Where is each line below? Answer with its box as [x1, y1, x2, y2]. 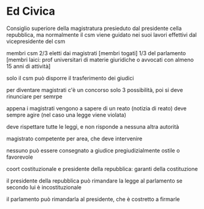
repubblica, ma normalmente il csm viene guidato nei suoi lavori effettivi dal [6, 31, 197, 38]
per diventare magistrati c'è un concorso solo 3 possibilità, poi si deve [6, 86, 183, 93]
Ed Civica [6, 4, 55, 18]
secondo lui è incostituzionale [6, 183, 81, 191]
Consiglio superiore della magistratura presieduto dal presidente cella [6, 25, 182, 32]
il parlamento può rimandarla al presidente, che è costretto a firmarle [6, 195, 180, 203]
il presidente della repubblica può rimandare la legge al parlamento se [6, 177, 183, 184]
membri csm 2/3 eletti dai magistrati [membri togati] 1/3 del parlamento [6, 49, 186, 56]
